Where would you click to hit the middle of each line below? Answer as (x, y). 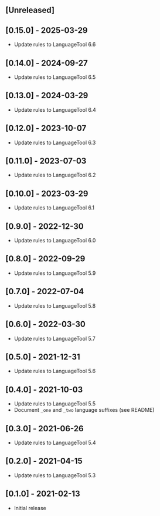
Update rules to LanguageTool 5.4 (55, 442)
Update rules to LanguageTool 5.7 (55, 338)
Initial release (30, 508)
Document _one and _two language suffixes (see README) (84, 410)
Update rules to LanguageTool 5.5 (55, 404)
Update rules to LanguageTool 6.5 (55, 77)
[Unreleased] (30, 10)
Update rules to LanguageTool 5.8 (55, 305)
